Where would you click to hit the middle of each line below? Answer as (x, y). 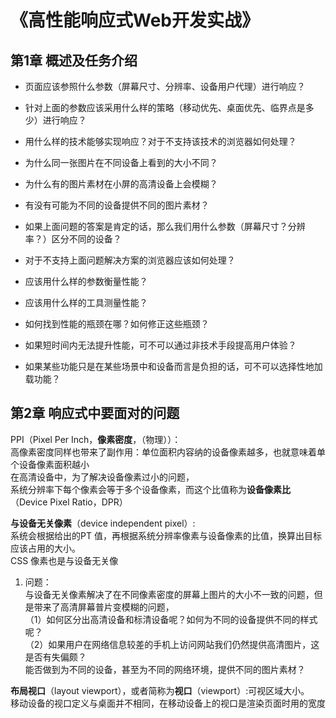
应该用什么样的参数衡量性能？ (86, 281)
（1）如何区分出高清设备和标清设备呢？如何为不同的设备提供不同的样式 (171, 619)
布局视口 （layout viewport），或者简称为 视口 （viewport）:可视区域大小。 (160, 690)
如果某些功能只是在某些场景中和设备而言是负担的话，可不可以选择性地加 (173, 366)
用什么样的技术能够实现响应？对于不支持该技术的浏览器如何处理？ (160, 141)
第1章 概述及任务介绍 (74, 60)
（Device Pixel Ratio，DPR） (69, 502)
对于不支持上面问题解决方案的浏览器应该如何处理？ (130, 260)
